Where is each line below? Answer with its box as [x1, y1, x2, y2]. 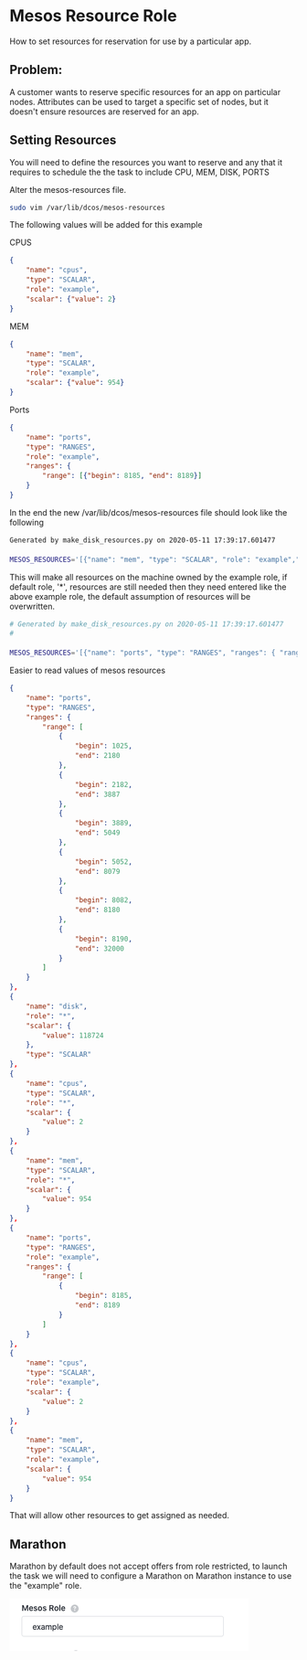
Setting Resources [9, 133, 117, 148]
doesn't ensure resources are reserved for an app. [9, 106, 199, 117]
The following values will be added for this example [9, 219, 203, 230]
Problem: [9, 62, 63, 78]
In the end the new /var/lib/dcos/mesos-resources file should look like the [9, 506, 288, 517]
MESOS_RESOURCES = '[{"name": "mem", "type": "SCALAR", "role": [9, 555, 251, 564]
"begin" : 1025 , [74, 741, 132, 750]
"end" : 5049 [74, 828, 121, 837]
